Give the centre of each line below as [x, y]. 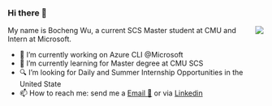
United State [40, 84]
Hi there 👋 [28, 13]
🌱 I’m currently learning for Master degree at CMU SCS [111, 63]
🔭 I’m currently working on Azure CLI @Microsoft [101, 55]
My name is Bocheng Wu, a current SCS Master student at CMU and [122, 31]
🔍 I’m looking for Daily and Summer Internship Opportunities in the [131, 73]
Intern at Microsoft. [40, 39]
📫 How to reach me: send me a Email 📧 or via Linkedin [111, 93]
